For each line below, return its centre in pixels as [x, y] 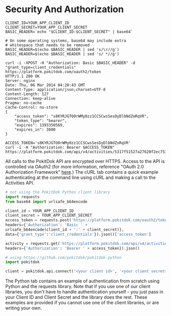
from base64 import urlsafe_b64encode [46, 202]
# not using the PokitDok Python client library [58, 192]
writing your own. [24, 308]
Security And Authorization [65, 9]
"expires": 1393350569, [40, 125]
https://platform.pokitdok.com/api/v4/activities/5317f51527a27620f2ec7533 [87, 152]
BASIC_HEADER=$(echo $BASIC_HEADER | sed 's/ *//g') [62, 54]
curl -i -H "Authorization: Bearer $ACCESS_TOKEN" [60, 147]
